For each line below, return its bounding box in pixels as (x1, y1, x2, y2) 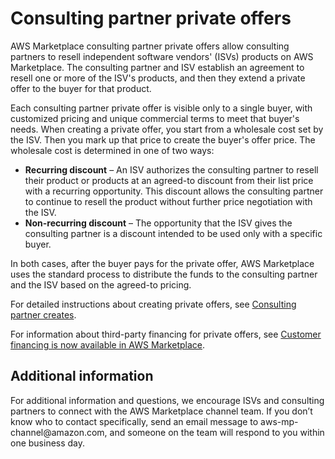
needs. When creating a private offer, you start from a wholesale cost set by (10, 123, 324, 135)
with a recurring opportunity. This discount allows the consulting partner (24, 185, 324, 197)
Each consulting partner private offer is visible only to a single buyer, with (10, 102, 313, 114)
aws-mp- (260, 415, 299, 427)
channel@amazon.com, (10, 426, 108, 438)
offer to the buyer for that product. (10, 82, 152, 94)
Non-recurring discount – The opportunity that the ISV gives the (24, 217, 293, 229)
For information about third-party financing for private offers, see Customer (10, 328, 322, 340)
